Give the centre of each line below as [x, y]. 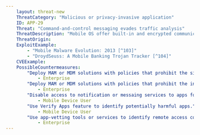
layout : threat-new [41, 12]
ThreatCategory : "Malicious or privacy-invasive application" [95, 17]
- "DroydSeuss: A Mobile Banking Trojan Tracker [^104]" [99, 56]
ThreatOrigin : [34, 39]
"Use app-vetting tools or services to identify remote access [107, 117]
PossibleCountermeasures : [49, 67]
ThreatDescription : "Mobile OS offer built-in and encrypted [94, 34]
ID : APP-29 [30, 23]
